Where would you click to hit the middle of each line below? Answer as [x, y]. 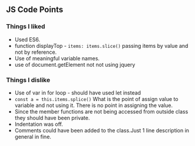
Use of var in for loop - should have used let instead [78, 93]
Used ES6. [27, 39]
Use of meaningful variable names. [57, 58]
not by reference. [36, 52]
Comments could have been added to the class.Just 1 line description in [102, 130]
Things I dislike [28, 80]
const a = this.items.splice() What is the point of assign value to [96, 99]
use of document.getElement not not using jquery [75, 64]
